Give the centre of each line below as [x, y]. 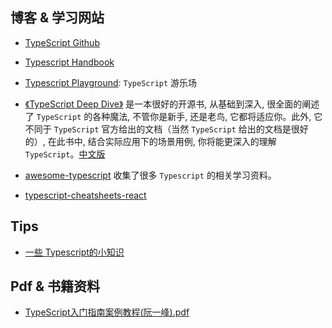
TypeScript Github [62, 42]
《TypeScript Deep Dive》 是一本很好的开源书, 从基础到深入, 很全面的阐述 [172, 104]
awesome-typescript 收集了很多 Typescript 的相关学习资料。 [150, 175]
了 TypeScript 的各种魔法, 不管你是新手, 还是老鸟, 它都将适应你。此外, [168, 116]
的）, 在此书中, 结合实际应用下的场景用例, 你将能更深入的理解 [150, 141]
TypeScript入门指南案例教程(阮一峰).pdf [107, 312]
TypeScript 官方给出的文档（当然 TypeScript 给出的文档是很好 [181, 129]
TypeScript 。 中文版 [65, 154]
